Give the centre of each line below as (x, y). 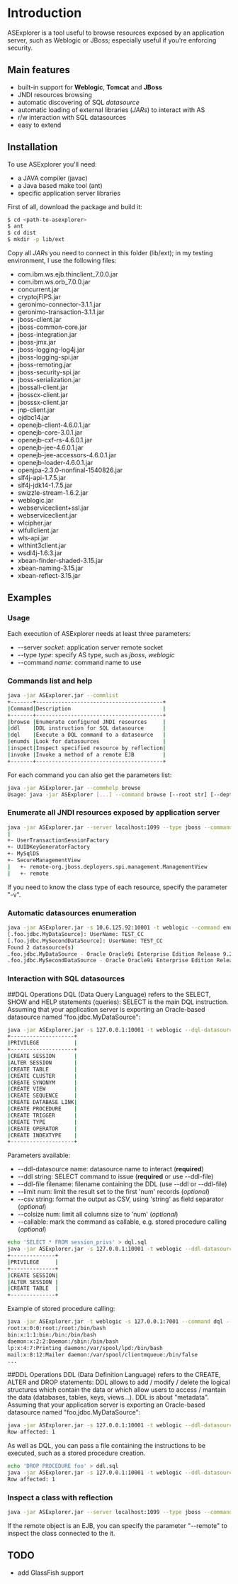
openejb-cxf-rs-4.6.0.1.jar (55, 440)
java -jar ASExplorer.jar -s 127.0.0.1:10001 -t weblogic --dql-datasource (121, 1030)
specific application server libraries (69, 193)
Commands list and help (50, 681)
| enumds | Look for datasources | (87, 742)
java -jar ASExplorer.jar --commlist (63, 696)
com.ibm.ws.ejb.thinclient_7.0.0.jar (68, 274)
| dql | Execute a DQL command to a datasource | (87, 735)
